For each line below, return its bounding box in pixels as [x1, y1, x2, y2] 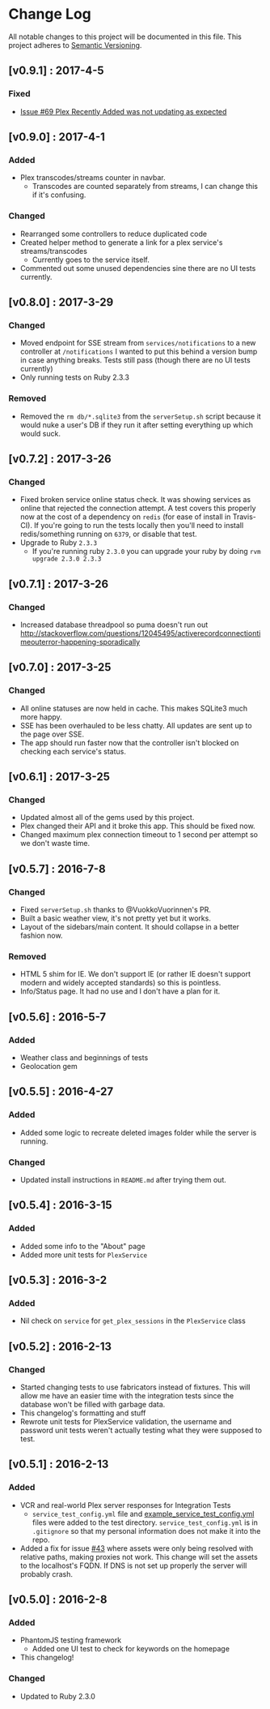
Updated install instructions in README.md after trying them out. [19, 1175, 226, 1184]
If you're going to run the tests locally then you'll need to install [33, 521, 244, 530]
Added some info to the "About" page [19, 1241, 146, 1251]
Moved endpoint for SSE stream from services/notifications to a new [19, 338, 256, 348]
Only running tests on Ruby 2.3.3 [19, 372, 129, 382]
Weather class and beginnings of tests [19, 1053, 149, 1063]
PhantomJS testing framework [19, 1635, 122, 1645]
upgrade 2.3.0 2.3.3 [32, 555, 102, 564]
